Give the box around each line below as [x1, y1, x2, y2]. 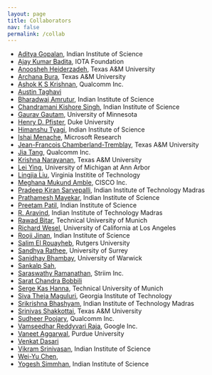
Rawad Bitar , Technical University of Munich [17, 216, 148, 225]
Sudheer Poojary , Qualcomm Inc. [17, 315, 115, 323]
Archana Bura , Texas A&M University [17, 73, 126, 81]
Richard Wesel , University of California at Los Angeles [17, 223, 176, 232]
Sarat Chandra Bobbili [17, 277, 83, 285]
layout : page [7, 10, 46, 18]
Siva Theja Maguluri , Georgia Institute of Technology [17, 292, 172, 300]
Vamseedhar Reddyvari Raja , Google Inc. [17, 322, 138, 331]
